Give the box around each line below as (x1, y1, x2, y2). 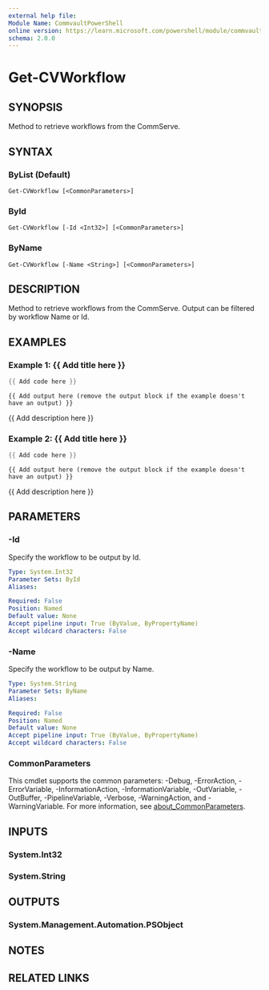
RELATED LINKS (8, 971, 90, 984)
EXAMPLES (8, 335, 66, 349)
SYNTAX (8, 145, 54, 159)
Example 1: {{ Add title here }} (8, 359, 126, 370)
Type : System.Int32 (8, 568, 74, 576)
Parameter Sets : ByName (8, 687, 88, 695)
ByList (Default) (8, 169, 70, 180)
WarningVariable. (8, 802, 66, 811)
